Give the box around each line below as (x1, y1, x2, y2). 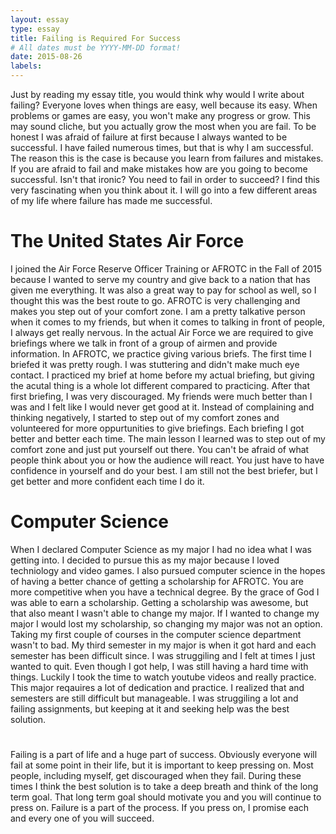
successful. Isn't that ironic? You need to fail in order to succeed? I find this (10, 174, 320, 185)
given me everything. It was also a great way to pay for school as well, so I (10, 284, 317, 296)
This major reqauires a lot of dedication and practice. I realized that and (10, 681, 305, 693)
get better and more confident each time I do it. (10, 475, 205, 487)
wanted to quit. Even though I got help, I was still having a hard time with (10, 660, 309, 672)
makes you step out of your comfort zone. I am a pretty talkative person (10, 305, 306, 317)
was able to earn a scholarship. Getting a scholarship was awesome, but (10, 596, 309, 608)
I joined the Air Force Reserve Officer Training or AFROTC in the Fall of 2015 (10, 262, 323, 275)
